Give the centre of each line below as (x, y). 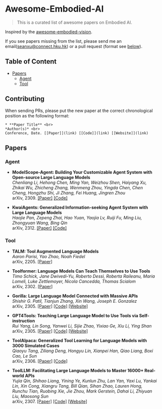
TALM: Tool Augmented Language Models (55, 251)
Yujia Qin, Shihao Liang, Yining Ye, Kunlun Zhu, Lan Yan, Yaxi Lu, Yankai (84, 381)
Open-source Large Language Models (51, 178)
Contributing (25, 99)
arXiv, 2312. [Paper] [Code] (39, 228)
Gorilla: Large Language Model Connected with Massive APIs (75, 296)
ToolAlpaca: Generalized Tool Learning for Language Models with (79, 340)
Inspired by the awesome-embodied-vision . (49, 32)
